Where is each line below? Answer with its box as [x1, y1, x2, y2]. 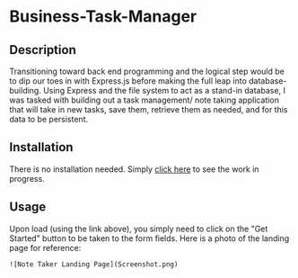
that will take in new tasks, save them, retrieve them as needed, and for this [9, 104, 288, 114]
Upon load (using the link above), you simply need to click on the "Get [9, 223, 268, 234]
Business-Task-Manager [9, 6, 197, 27]
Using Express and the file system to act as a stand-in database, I [43, 85, 285, 95]
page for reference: [9, 242, 82, 253]
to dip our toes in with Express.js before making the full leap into [9, 76, 247, 86]
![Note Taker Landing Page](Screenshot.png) [9, 259, 179, 269]
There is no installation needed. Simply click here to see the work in [9, 164, 259, 175]
